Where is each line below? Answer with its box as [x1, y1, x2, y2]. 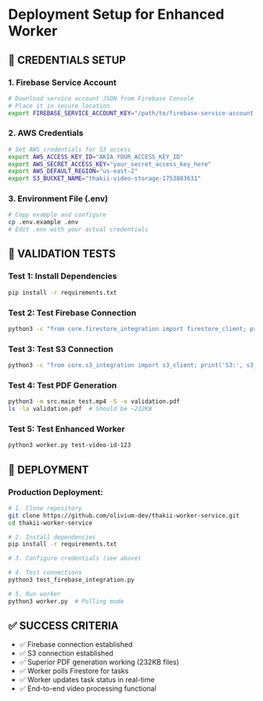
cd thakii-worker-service [8, 519, 92, 527]
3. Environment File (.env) [8, 194, 108, 205]
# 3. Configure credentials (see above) [8, 554, 142, 562]
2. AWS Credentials [8, 128, 84, 139]
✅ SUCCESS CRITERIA [8, 619, 119, 633]
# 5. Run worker [8, 590, 61, 597]
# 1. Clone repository [8, 504, 82, 512]
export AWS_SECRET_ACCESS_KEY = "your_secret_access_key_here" [8, 160, 212, 168]
